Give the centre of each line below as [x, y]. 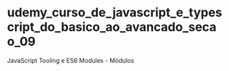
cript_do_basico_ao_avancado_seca [112, 27]
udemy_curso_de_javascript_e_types [115, 13]
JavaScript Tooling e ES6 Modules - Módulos [71, 60]
